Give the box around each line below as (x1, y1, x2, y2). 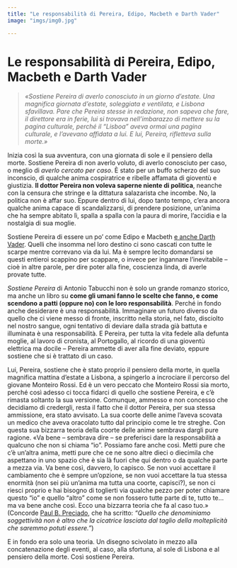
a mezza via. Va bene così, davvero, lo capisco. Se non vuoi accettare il (7, 464, 216, 472)
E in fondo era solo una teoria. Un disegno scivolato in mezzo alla (7, 538, 198, 546)
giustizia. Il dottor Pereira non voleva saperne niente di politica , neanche (7, 182, 222, 190)
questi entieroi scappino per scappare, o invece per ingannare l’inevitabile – (7, 255, 228, 264)
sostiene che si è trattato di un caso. (7, 352, 113, 360)
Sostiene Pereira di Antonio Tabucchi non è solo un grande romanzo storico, (7, 284, 230, 293)
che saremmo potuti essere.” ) (7, 524, 94, 533)
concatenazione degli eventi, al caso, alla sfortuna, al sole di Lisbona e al (7, 545, 220, 554)
